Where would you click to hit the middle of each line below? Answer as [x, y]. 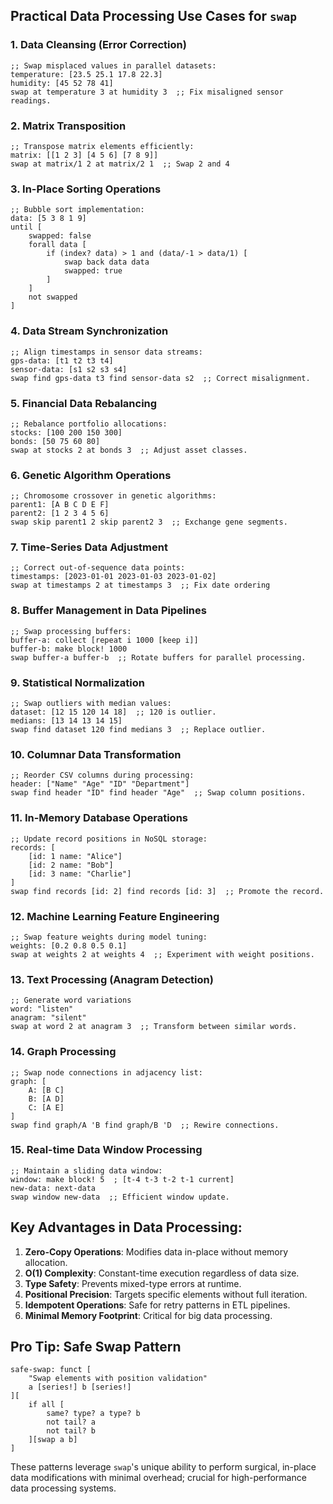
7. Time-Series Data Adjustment [89, 547]
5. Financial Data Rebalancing [84, 403]
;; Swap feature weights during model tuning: [109, 937]
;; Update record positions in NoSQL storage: [109, 839]
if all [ [46, 1405]
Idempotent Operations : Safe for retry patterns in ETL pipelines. [157, 1305]
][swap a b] [53, 1440]
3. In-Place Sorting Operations [86, 189]
